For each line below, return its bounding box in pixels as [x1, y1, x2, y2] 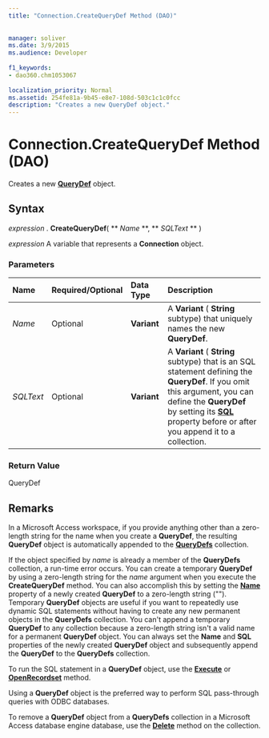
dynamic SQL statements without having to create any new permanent [8, 606, 241, 616]
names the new [167, 323, 226, 335]
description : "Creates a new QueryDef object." [8, 101, 171, 109]
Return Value [8, 460, 60, 471]
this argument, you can [167, 386, 254, 397]
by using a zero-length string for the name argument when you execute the [8, 572, 257, 582]
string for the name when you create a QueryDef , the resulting [30, 531, 238, 541]
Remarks [8, 501, 54, 515]
